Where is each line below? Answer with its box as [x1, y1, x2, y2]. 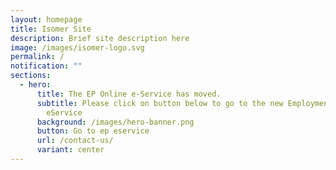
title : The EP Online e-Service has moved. [36, 89, 222, 99]
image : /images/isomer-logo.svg [10, 42, 145, 53]
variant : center [36, 145, 105, 155]
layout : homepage [10, 14, 83, 25]
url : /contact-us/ [36, 136, 114, 146]
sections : [10, 71, 52, 81]
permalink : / [10, 52, 65, 62]
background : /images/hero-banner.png [36, 117, 195, 127]
